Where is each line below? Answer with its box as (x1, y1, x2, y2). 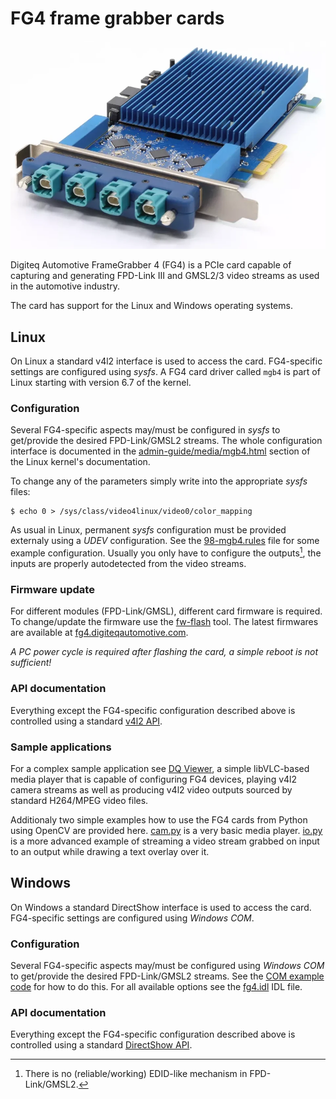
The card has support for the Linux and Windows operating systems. (10, 300, 293, 312)
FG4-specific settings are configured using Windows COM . (10, 912, 255, 924)
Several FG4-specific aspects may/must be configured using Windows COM (10, 960, 325, 972)
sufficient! (10, 657, 52, 669)
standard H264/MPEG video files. (10, 794, 149, 806)
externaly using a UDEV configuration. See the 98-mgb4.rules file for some (10, 535, 320, 547)
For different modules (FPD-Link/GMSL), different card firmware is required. (10, 605, 323, 617)
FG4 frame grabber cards (10, 7, 225, 30)
